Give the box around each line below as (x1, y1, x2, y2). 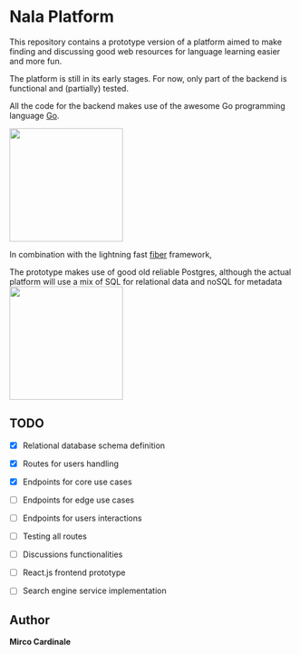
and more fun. (9, 55, 63, 66)
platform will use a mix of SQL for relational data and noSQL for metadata (9, 276, 283, 287)
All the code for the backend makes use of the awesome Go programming (9, 100, 285, 111)
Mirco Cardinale (9, 637, 71, 648)
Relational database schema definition (22, 440, 166, 451)
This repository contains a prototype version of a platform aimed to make (9, 36, 283, 47)
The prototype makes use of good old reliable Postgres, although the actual (9, 266, 292, 278)
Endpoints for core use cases (22, 476, 133, 487)
